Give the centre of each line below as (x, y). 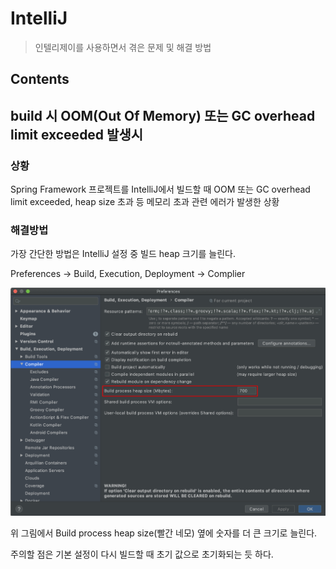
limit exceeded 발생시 (77, 134)
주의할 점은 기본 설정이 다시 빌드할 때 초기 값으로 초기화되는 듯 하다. (142, 554)
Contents (40, 79)
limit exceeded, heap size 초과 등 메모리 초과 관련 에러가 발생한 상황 (145, 202)
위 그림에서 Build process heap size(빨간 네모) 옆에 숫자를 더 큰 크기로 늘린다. (164, 533)
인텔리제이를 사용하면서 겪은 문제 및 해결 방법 (123, 47)
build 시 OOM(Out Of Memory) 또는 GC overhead (163, 115)
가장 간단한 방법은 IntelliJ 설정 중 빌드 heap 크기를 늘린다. (123, 254)
